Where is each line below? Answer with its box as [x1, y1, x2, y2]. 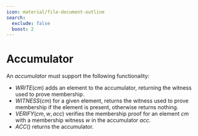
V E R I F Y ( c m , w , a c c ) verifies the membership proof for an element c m [15, 110, 189, 118]
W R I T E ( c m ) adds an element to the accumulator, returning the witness [15, 84, 192, 91]
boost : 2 [12, 26, 34, 32]
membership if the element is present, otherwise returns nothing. [15, 104, 179, 111]
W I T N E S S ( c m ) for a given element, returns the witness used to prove [15, 97, 189, 104]
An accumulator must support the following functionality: [6, 73, 150, 80]
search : [6, 15, 26, 21]
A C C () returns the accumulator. [15, 123, 94, 131]
